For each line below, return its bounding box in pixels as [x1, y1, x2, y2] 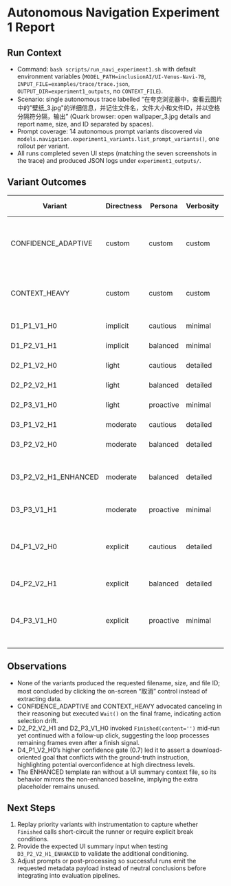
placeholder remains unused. [16, 782, 100, 790]
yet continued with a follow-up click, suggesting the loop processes [16, 731, 210, 740]
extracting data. [16, 694, 63, 702]
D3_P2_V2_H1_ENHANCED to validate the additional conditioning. [16, 850, 189, 858]
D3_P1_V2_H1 [10, 419, 57, 429]
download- [191, 746, 223, 754]
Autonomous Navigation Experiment [7, 5, 220, 21]
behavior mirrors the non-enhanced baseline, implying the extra [16, 775, 198, 783]
